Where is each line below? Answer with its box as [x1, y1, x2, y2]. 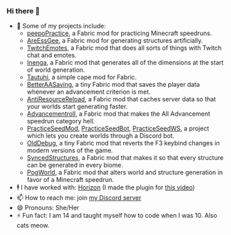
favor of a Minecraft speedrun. [26, 176, 115, 184]
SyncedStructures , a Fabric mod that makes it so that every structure [26, 154, 224, 162]
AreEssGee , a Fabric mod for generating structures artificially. [26, 37, 203, 45]
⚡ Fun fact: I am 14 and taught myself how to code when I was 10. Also [16, 212, 217, 220]
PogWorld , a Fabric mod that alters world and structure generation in [26, 168, 223, 176]
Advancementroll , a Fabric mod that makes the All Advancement [26, 110, 210, 118]
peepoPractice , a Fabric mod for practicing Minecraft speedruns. [26, 29, 212, 37]
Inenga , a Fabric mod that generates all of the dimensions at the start [26, 59, 224, 67]
